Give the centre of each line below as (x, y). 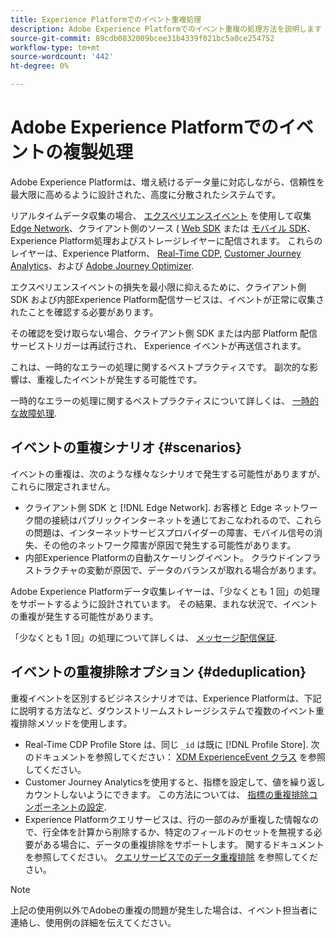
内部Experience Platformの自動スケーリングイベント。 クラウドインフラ (173, 557)
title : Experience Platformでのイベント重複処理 (106, 19)
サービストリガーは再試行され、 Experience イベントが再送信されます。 (158, 345)
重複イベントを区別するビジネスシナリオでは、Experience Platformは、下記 (166, 698)
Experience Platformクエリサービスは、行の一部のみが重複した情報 (163, 819)
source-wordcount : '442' (62, 57)
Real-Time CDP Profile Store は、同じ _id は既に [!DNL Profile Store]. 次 (172, 744)
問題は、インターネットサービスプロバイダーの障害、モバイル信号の (174, 532)
